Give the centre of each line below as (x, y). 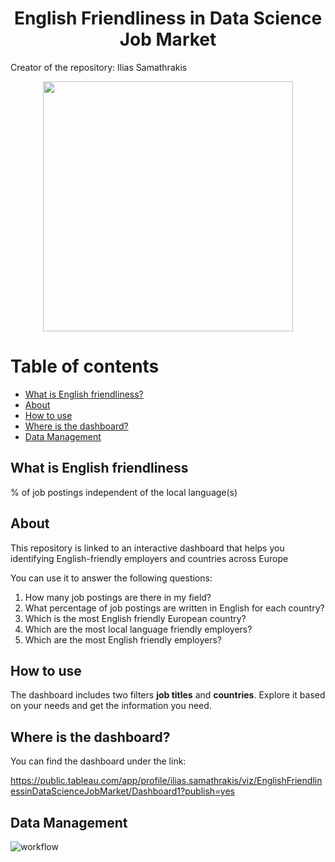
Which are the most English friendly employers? (123, 639)
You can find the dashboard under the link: (98, 761)
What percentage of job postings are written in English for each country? (174, 608)
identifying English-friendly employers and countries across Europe (149, 558)
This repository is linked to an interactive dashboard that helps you (147, 548)
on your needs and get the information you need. (111, 706)
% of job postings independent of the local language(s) (124, 492)
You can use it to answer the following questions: (111, 578)
